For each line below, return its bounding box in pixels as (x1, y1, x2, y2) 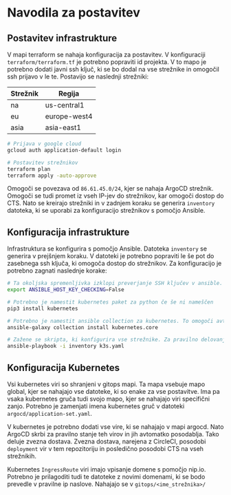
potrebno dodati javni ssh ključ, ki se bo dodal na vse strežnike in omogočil (7, 65, 220, 73)
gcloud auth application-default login (7, 147, 122, 154)
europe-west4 (45, 112, 93, 121)
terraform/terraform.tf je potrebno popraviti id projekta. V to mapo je (7, 58, 207, 66)
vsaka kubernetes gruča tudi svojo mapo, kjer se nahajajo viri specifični (7, 394, 210, 403)
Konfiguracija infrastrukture (7, 226, 130, 238)
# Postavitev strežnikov (7, 159, 78, 166)
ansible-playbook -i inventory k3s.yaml (7, 343, 125, 350)
